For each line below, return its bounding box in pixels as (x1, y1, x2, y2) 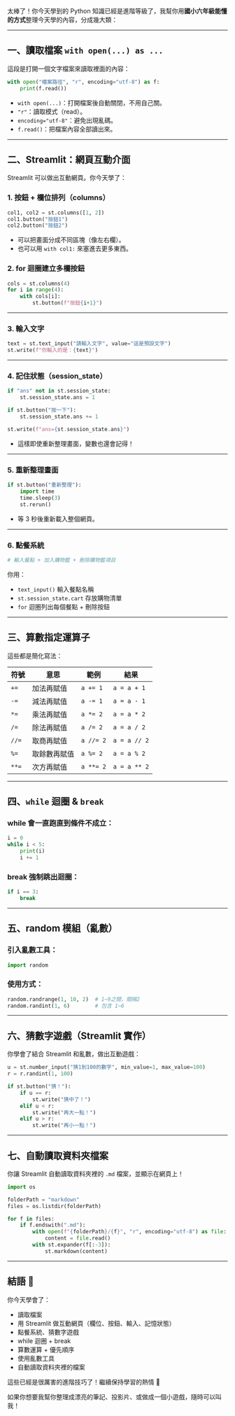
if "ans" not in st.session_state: (7, 388, 111, 395)
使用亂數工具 (17, 1354, 55, 1362)
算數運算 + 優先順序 (17, 1345, 75, 1354)
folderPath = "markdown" (7, 1196, 80, 1203)
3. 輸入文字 (7, 324, 45, 334)
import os (7, 1183, 36, 1191)
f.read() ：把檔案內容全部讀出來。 (17, 125, 117, 133)
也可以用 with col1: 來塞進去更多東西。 (17, 244, 133, 253)
